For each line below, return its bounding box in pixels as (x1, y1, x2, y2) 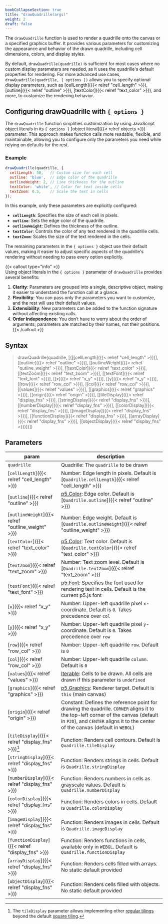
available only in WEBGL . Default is (60, 843, 138, 850)
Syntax (5, 341, 28, 350)
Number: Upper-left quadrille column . (60, 656, 148, 663)
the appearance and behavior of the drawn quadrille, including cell (5, 46, 142, 52)
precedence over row (60, 633, 110, 640)
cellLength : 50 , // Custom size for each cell (9, 170, 113, 175)
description (96, 453, 125, 460)
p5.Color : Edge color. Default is (60, 491, 135, 498)
